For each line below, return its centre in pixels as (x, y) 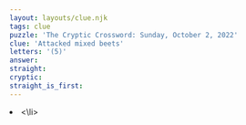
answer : (24, 60)
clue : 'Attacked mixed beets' (67, 43)
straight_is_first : (46, 86)
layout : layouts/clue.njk (58, 18)
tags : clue (30, 26)
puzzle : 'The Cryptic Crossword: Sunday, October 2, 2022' (124, 35)
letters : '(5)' (38, 52)
